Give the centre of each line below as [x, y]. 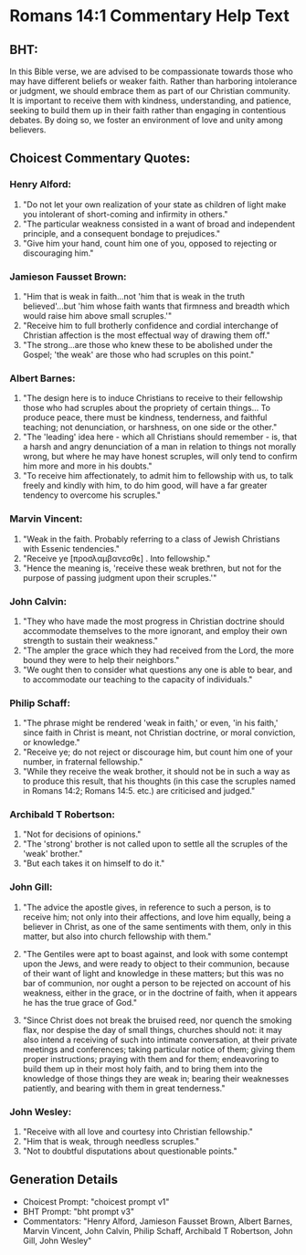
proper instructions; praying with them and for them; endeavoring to [151, 1059]
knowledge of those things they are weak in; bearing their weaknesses [156, 1078]
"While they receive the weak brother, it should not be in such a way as [156, 772]
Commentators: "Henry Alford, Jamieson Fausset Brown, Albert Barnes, [158, 1221]
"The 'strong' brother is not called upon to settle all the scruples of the [155, 844]
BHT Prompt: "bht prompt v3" [79, 1211]
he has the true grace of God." [79, 1002]
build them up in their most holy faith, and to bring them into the [142, 1069]
